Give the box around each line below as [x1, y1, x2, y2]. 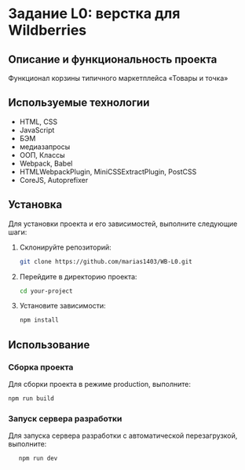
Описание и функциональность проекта [8, 53, 218, 66]
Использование [8, 338, 90, 352]
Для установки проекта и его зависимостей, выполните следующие [8, 219, 238, 228]
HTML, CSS [19, 117, 57, 126]
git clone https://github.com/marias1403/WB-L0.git [19, 257, 192, 265]
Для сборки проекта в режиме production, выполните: [8, 379, 191, 388]
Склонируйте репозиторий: [19, 242, 112, 252]
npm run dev [18, 454, 58, 463]
